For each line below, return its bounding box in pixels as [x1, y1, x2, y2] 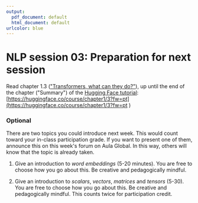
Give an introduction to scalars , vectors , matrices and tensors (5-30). [14, 178, 184, 185]
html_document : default [11, 20, 70, 25]
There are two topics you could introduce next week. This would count [6, 130, 178, 137]
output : [6, 8, 25, 15]
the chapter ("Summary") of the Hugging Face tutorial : [6, 89, 139, 96]
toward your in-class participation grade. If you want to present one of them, [6, 136, 193, 143]
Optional [6, 117, 31, 125]
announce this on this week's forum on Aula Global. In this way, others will [6, 143, 187, 150]
